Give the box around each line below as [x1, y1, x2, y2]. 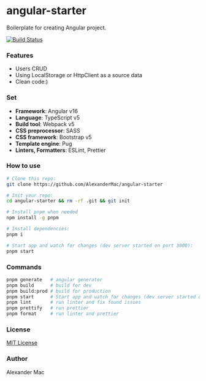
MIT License [6, 339, 38, 347]
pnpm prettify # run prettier [6, 305, 89, 311]
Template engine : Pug [15, 140, 72, 147]
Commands [6, 263, 42, 271]
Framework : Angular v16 [15, 107, 78, 115]
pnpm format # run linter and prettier [6, 311, 120, 317]
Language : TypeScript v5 [15, 114, 80, 121]
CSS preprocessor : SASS [15, 127, 81, 134]
